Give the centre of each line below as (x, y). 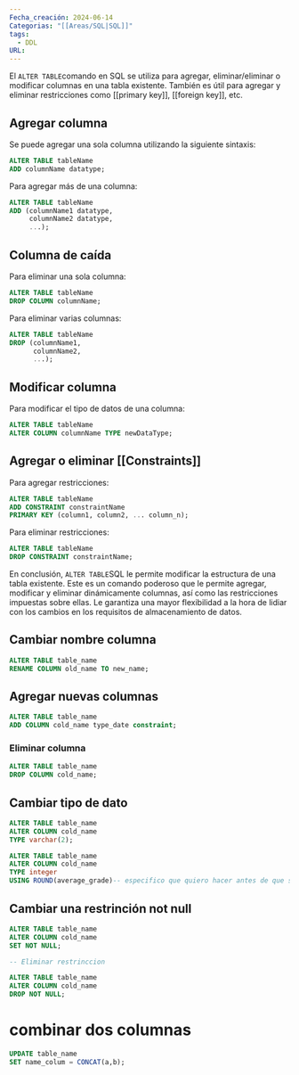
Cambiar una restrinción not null (101, 909)
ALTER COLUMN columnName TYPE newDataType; (91, 433)
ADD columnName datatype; (57, 169)
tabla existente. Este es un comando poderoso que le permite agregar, (138, 583)
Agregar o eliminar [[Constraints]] (105, 461)
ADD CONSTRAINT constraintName (67, 507)
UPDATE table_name (43, 1054)
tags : (19, 34)
